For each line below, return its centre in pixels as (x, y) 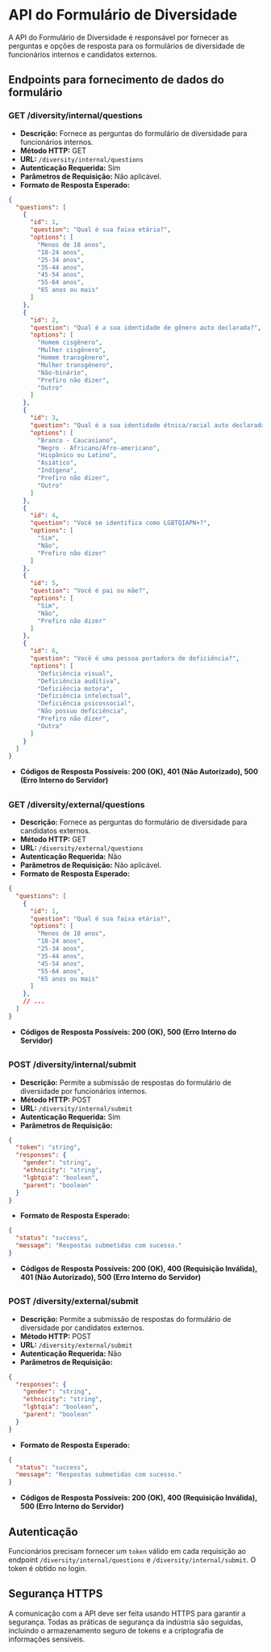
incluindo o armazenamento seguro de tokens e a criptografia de (116, 1630)
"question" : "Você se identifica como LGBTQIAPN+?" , (120, 523)
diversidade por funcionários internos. (83, 1091)
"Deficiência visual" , (75, 673)
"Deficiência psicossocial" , (86, 704)
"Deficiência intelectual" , (84, 696)
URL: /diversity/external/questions (81, 848)
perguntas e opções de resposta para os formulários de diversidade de (127, 45)
